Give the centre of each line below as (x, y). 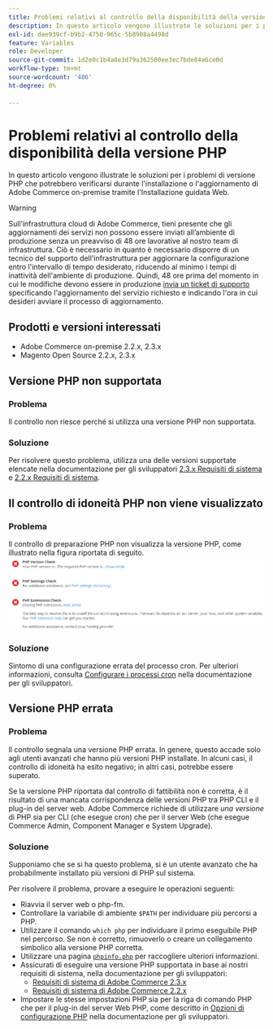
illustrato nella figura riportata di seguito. (76, 552)
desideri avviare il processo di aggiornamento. (86, 301)
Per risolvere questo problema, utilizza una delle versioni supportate (123, 460)
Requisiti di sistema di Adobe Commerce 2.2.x (109, 990)
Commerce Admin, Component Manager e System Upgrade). (110, 825)
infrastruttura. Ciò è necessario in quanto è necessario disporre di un (124, 250)
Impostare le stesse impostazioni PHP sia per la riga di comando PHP (136, 999)
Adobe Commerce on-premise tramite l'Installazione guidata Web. (119, 192)
